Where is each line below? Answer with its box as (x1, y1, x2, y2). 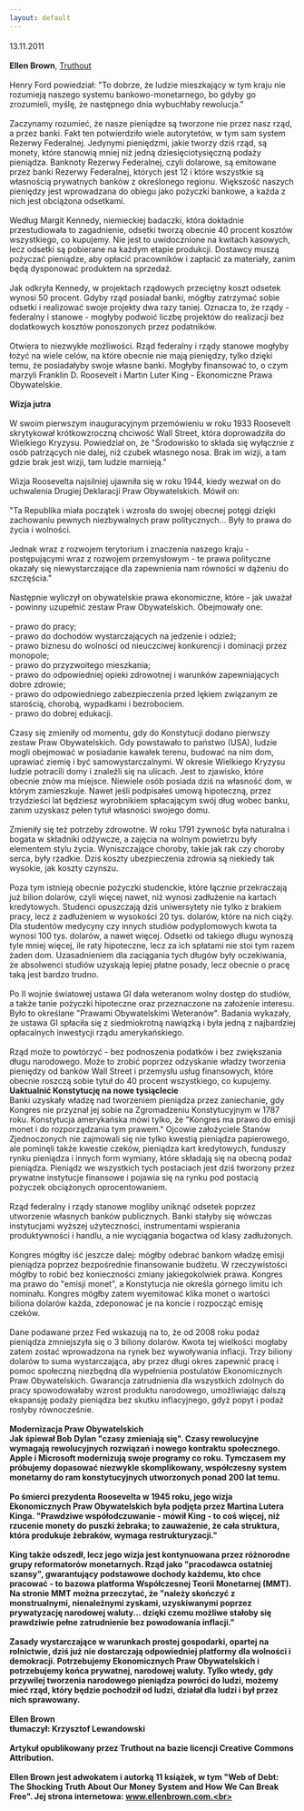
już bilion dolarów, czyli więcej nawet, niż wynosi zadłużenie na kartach (9, 891, 277, 902)
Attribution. (9, 1752, 54, 1763)
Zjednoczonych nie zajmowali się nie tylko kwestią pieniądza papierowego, (9, 1133, 290, 1144)
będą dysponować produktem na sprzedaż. (9, 263, 172, 274)
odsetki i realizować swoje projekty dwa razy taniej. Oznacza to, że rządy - (9, 301, 289, 312)
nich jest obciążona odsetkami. (9, 195, 125, 206)
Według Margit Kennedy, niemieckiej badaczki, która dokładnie (9, 215, 245, 226)
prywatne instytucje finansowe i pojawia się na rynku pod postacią (9, 1171, 259, 1183)
